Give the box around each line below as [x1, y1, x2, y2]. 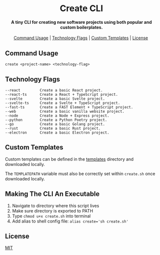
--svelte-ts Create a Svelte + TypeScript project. [5, 101, 120, 105]
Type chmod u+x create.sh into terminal [12, 213, 91, 219]
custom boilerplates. [60, 24, 103, 30]
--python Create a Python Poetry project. [5, 118, 108, 122]
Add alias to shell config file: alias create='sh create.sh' [12, 218, 128, 224]
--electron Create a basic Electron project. [5, 130, 110, 135]
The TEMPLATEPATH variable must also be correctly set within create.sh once [5, 170, 156, 177]
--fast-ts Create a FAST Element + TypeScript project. [5, 105, 133, 110]
